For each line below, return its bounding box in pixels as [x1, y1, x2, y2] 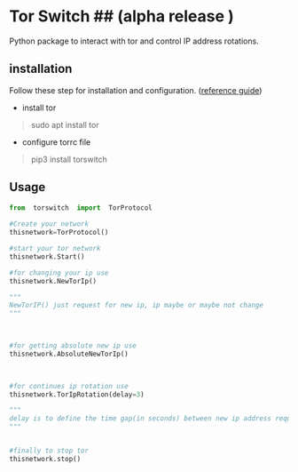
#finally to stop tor [9, 446, 90, 455]
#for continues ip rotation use [9, 381, 129, 390]
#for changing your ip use [9, 268, 109, 277]
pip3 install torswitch [30, 154, 108, 164]
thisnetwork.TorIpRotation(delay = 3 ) [9, 389, 145, 399]
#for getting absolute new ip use [9, 341, 137, 350]
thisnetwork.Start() [9, 252, 86, 261]
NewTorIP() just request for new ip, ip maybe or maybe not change [9, 300, 264, 310]
